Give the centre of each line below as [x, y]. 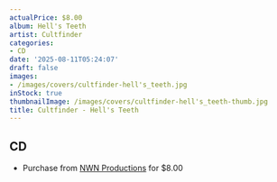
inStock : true [36, 93]
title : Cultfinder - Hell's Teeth [74, 110]
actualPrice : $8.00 [46, 18]
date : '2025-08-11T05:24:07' [64, 59]
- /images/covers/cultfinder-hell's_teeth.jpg [98, 85]
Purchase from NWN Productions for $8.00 [102, 168]
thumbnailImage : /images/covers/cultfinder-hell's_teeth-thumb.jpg [139, 101]
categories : [32, 43]
